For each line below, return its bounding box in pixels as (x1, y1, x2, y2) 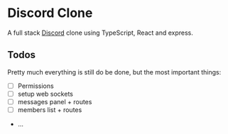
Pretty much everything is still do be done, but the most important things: (7, 67, 222, 76)
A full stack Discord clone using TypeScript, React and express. (7, 28, 193, 37)
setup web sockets (17, 89, 73, 98)
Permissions (17, 82, 55, 90)
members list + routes (17, 105, 82, 114)
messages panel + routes (17, 97, 92, 106)
